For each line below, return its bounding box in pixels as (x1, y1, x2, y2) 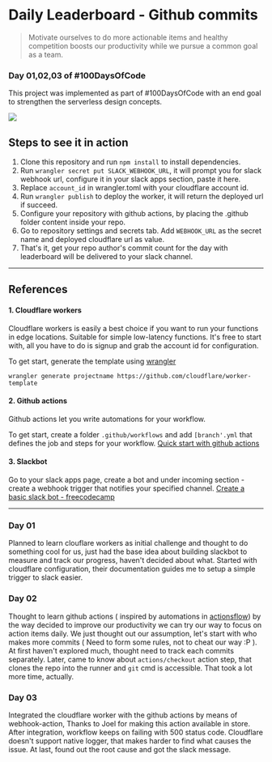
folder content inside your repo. (19, 217, 126, 228)
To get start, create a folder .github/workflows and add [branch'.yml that (8, 429, 253, 439)
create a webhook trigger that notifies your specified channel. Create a (8, 483, 245, 493)
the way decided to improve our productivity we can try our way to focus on (8, 619, 262, 629)
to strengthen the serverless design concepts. (8, 97, 163, 107)
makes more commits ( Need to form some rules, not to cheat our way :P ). (8, 637, 257, 647)
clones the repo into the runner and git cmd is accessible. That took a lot (8, 662, 253, 673)
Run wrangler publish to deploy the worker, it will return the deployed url (19, 192, 264, 202)
